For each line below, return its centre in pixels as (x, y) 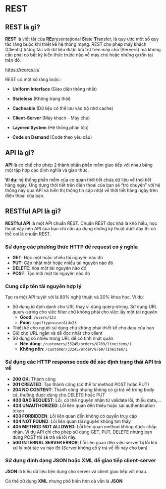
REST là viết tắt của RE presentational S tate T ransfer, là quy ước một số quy (82, 39)
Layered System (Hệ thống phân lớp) (51, 128)
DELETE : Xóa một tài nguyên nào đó (49, 268)
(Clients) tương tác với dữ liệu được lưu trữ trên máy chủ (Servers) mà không (83, 49)
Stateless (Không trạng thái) (41, 98)
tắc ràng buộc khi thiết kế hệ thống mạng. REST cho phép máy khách (76, 44)
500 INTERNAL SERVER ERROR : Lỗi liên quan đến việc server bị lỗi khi (84, 442)
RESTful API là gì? (33, 211)
